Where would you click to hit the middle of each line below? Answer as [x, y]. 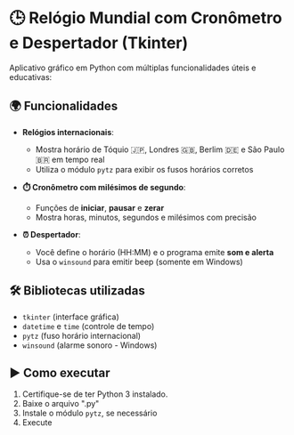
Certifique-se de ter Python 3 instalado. [95, 394]
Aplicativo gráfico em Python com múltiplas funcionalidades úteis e [133, 68]
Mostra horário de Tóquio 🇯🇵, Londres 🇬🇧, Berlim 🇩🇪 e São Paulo [160, 149]
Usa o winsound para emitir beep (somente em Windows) [139, 262]
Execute [37, 423]
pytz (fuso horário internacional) [81, 335]
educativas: [31, 77]
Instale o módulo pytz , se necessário [90, 413]
